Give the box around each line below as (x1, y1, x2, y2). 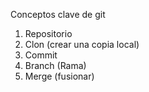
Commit (24, 49, 58, 61)
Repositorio (24, 28, 73, 39)
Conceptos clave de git (10, 9, 106, 20)
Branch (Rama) (24, 60, 87, 71)
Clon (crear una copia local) (24, 39, 140, 50)
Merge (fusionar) (24, 70, 95, 82)
